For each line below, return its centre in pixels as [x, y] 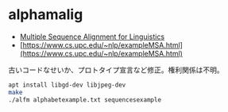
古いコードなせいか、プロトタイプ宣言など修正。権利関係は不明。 [116, 70]
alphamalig [46, 15]
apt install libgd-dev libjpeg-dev [67, 85]
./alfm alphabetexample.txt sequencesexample [85, 100]
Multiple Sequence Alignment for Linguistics [92, 37]
